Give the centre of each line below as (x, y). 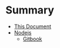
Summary (30, 10)
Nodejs (23, 32)
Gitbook (32, 39)
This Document (32, 26)
